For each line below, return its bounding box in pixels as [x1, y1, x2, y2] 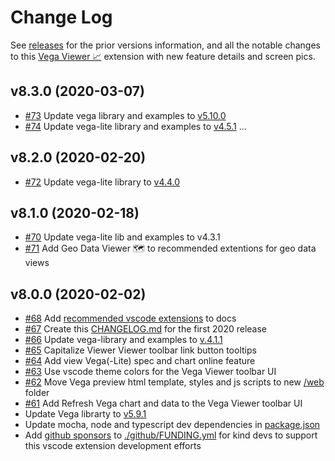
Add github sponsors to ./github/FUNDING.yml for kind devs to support [24, 429, 318, 441]
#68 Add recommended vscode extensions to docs [24, 312, 237, 325]
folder [24, 387, 50, 399]
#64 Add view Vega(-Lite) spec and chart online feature [24, 355, 256, 367]
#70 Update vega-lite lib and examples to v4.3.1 [24, 231, 221, 243]
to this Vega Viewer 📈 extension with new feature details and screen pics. [10, 50, 316, 62]
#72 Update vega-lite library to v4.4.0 [24, 176, 181, 188]
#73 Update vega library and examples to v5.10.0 [24, 109, 227, 121]
